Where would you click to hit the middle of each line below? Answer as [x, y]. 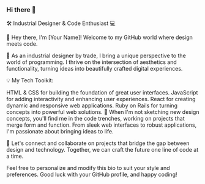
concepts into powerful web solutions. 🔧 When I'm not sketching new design [103, 112]
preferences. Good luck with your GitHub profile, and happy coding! [92, 175]
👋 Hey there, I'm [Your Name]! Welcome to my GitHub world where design [99, 37]
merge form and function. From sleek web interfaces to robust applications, [102, 125]
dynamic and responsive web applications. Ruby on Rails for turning [92, 105]
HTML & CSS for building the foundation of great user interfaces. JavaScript [102, 93]
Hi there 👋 [21, 10]
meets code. [22, 44]
